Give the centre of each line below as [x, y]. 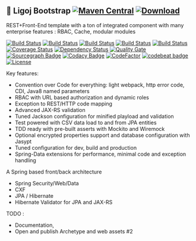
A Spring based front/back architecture [54, 172]
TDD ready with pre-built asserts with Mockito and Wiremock [90, 128]
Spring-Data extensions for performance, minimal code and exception [100, 154]
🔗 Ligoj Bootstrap [39, 11]
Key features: [22, 73]
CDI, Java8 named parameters [52, 91]
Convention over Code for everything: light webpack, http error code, [99, 85]
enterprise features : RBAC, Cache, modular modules [71, 31]
